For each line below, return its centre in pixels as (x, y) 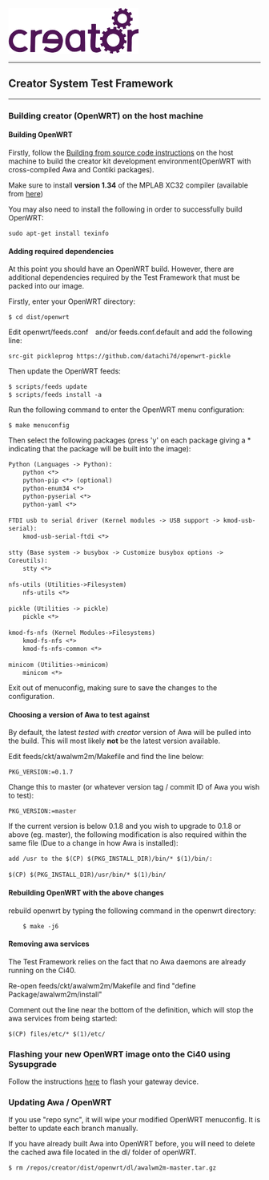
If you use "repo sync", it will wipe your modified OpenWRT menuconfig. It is (134, 1120)
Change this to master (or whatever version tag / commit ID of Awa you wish (134, 787)
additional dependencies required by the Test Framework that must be (124, 277)
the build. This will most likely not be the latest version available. (114, 741)
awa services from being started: (63, 1018)
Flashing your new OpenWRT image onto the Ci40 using (119, 1054)
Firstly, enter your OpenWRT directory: (72, 301)
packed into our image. (46, 286)
